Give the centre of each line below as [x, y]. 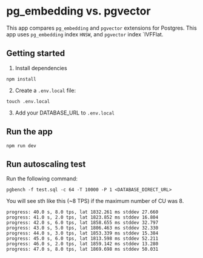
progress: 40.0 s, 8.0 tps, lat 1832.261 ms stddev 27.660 [82, 212]
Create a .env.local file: [45, 90]
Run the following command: [42, 179]
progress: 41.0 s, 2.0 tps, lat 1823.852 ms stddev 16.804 [82, 217]
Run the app [29, 132]
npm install [21, 79]
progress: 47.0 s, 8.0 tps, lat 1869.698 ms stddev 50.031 [82, 250]
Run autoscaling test [46, 164]
